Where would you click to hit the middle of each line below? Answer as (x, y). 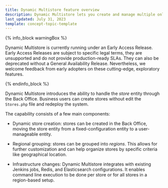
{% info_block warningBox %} (36, 38)
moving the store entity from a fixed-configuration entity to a (75, 129)
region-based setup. (33, 180)
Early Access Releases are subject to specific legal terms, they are (74, 53)
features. (14, 74)
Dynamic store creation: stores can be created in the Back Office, (80, 123)
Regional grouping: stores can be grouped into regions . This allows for (85, 144)
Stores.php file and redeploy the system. (47, 104)
